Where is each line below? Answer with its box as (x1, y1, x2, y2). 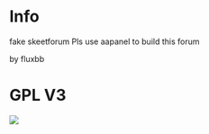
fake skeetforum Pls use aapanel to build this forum (9, 36, 200, 47)
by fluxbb (9, 53, 45, 64)
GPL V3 (9, 85, 67, 105)
